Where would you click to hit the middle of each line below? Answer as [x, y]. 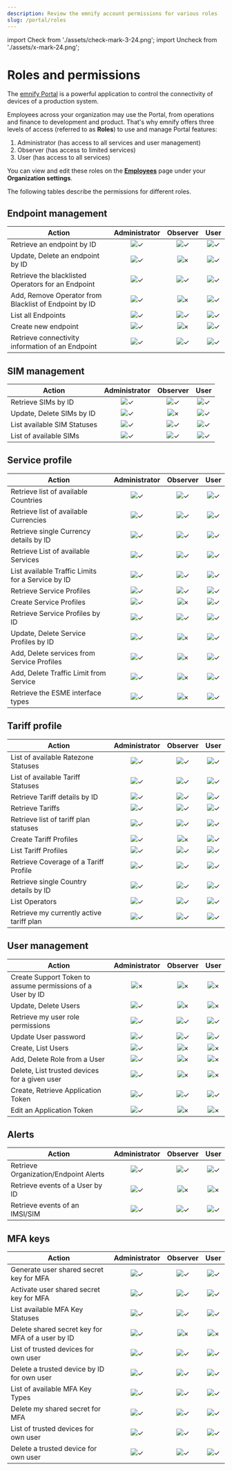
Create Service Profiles [48, 602]
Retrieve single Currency [51, 531]
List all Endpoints [38, 315]
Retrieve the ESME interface [56, 693]
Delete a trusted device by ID [58, 1369]
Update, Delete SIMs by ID [53, 413]
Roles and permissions [74, 75]
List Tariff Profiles [39, 850]
